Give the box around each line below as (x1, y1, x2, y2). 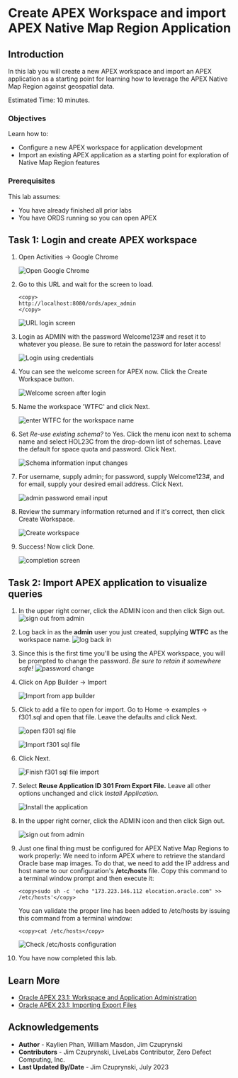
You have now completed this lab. (18, 954, 118, 962)
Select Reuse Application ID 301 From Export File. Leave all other (18, 782, 211, 790)
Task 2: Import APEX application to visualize (8, 576, 208, 589)
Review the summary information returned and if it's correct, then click (18, 507, 225, 516)
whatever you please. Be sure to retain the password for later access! (18, 340, 222, 349)
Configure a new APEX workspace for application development (18, 143, 203, 152)
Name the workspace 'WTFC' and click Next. (18, 403, 150, 411)
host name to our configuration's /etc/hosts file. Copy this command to (18, 867, 227, 875)
